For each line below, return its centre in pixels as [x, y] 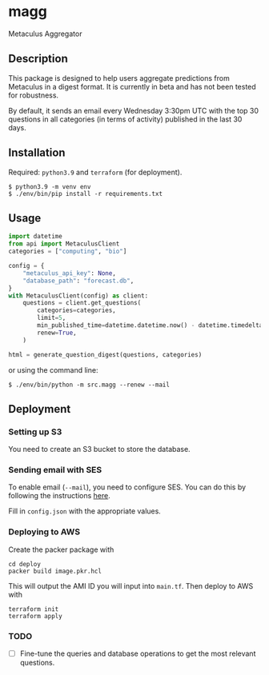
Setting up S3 [35, 432]
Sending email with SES [55, 470]
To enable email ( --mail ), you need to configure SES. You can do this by [127, 487]
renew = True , [57, 333]
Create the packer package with [61, 549]
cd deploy [25, 564]
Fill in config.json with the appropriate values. [85, 511]
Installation [37, 153]
